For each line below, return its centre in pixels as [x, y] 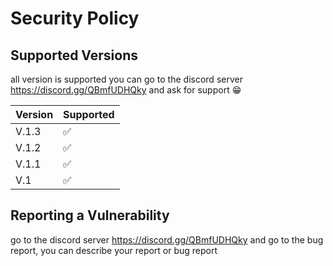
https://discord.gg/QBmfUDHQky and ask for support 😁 [126, 90]
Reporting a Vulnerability [90, 215]
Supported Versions [74, 55]
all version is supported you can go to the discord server [126, 79]
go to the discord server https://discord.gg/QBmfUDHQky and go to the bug [167, 239]
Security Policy [75, 18]
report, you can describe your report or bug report [114, 250]
